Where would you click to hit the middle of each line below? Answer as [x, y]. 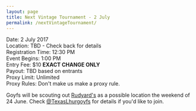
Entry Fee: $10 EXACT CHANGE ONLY [53, 65]
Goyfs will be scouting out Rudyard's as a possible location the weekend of [98, 95]
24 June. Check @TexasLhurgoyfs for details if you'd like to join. [85, 102]
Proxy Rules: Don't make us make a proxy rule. [63, 84]
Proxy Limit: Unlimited [33, 77]
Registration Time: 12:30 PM [41, 52]
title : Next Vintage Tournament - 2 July [58, 17]
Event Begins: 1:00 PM [34, 58]
